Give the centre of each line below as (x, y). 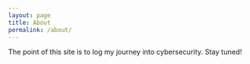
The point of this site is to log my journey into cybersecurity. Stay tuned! (125, 52)
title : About (30, 23)
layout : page (30, 15)
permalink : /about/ (40, 30)
